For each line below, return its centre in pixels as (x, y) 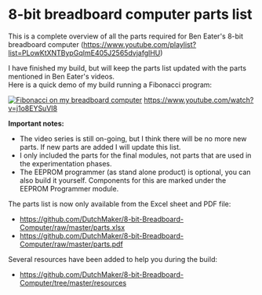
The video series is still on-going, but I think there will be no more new (133, 138)
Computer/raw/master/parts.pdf (71, 244)
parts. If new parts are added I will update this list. (100, 147)
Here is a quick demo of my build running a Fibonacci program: (110, 85)
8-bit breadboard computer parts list (130, 15)
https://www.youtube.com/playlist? (140, 44)
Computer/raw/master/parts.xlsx (72, 227)
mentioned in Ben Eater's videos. (62, 76)
